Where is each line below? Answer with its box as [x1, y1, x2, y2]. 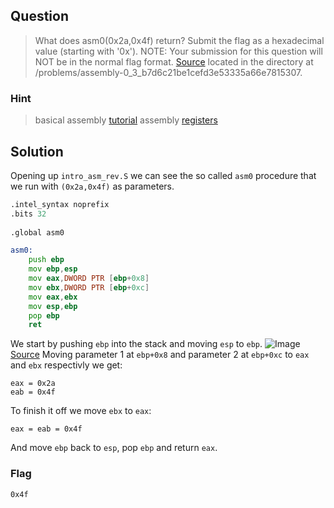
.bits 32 [10, 209, 47, 219]
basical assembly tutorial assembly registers [34, 114, 218, 126]
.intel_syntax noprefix [10, 199, 110, 209]
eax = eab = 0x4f [10, 424, 83, 434]
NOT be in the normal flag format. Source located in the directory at [34, 55, 314, 68]
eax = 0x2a [10, 379, 56, 389]
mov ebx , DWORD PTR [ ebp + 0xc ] [28, 282, 150, 293]
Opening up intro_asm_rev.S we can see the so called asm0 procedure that [10, 169, 317, 181]
